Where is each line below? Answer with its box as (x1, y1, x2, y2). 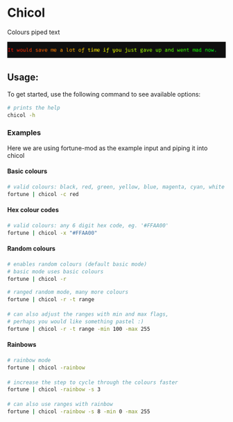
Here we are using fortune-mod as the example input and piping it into (7, 144, 208, 152)
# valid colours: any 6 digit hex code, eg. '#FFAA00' (7, 222, 169, 229)
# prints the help (7, 104, 60, 111)
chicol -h (7, 111, 36, 119)
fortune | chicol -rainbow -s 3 (7, 386, 101, 393)
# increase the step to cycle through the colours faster (7, 379, 178, 386)
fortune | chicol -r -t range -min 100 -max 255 (7, 325, 150, 332)
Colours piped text (7, 28, 60, 36)
